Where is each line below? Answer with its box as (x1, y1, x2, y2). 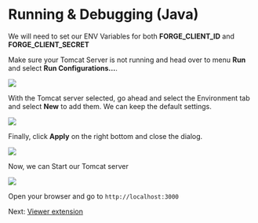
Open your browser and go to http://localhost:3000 (8, 191, 179, 201)
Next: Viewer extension (8, 207, 84, 216)
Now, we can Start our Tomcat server (8, 161, 129, 170)
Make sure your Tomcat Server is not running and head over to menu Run (8, 55, 246, 64)
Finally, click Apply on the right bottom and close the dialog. (8, 131, 203, 141)
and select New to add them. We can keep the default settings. (8, 101, 212, 111)
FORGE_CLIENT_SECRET (8, 39, 89, 49)
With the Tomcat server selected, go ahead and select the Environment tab (8, 93, 251, 103)
